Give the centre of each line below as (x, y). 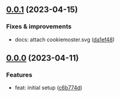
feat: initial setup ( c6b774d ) (48, 88)
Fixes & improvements (39, 27)
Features (19, 75)
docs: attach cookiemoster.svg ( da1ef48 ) (64, 39)
